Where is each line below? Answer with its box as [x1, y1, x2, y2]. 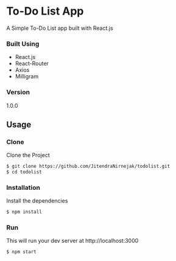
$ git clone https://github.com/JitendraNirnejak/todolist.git [6, 163, 171, 170]
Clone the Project [6, 151, 50, 159]
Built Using [6, 40, 40, 48]
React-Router [15, 60, 49, 68]
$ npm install [6, 209, 43, 215]
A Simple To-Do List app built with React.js [6, 24, 114, 32]
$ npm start [6, 249, 37, 255]
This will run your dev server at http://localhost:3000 [6, 237, 139, 245]
